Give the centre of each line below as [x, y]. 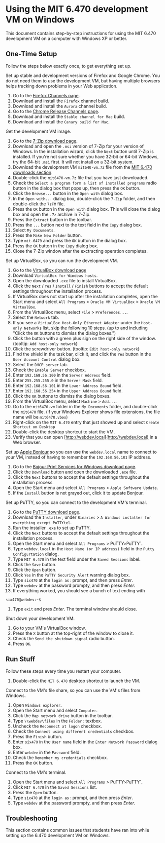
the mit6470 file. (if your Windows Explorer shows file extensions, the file [86, 412]
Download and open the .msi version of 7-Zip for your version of [78, 146]
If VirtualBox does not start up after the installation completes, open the [85, 296]
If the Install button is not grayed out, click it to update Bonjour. [78, 493]
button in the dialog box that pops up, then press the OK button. [77, 188]
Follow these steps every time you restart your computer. [64, 671]
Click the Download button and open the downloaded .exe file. [75, 472]
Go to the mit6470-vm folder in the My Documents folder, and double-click [85, 406]
